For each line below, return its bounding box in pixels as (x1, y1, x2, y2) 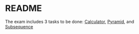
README (5, 3, 42, 14)
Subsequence (5, 23, 33, 29)
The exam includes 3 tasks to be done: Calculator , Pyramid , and (5, 19, 134, 24)
